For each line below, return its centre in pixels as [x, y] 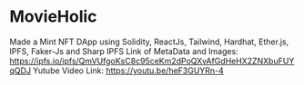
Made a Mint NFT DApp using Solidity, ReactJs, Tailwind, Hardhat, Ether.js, [149, 42]
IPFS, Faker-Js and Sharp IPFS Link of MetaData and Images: [124, 51]
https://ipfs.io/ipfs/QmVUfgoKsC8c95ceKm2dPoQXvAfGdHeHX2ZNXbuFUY [152, 61]
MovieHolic [53, 17]
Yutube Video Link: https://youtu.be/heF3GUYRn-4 [129, 71]
